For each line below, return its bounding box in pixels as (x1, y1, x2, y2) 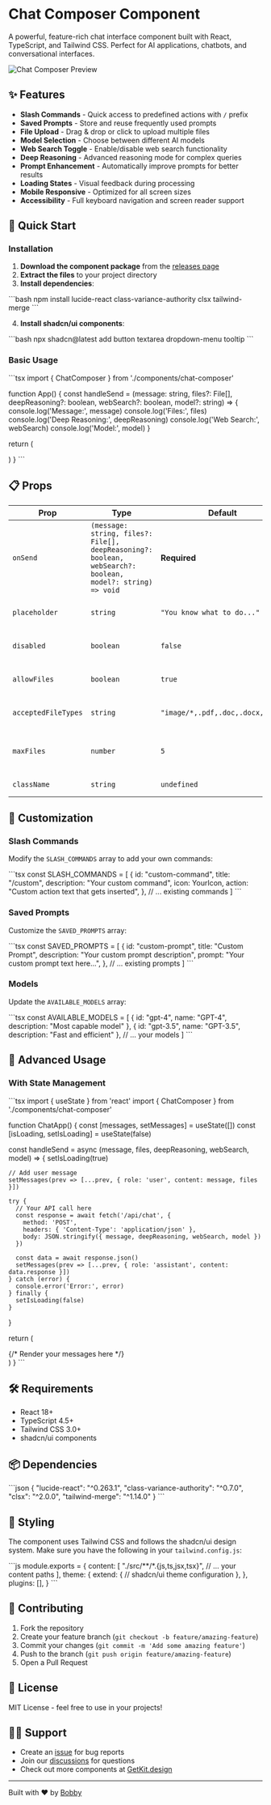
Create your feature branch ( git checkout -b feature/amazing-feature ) (19, 1632, 259, 1641)
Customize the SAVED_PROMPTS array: (8, 925, 127, 935)
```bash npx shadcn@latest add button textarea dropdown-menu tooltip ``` (8, 334, 254, 344)
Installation (8, 244, 54, 255)
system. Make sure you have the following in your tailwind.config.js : (8, 1545, 242, 1555)
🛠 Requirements (8, 1382, 94, 1395)
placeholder (12, 608, 59, 617)
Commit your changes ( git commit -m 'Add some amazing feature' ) (19, 1640, 246, 1650)
